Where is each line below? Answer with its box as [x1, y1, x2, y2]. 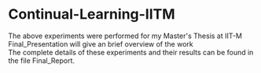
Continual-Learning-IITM [8, 5, 175, 23]
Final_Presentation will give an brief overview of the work [8, 39, 194, 48]
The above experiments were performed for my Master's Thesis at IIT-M [8, 31, 242, 40]
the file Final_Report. [8, 56, 75, 65]
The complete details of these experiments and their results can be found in [8, 47, 254, 57]
